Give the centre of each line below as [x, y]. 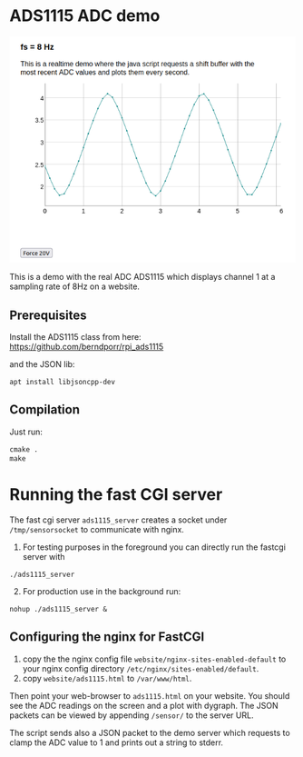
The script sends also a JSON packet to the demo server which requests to [150, 732]
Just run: [26, 432]
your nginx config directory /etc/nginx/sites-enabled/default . [141, 668]
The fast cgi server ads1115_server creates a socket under [118, 520]
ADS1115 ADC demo [85, 16]
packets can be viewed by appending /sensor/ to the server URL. [132, 715]
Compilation [44, 410]
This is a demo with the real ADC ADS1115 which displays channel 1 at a [142, 277]
